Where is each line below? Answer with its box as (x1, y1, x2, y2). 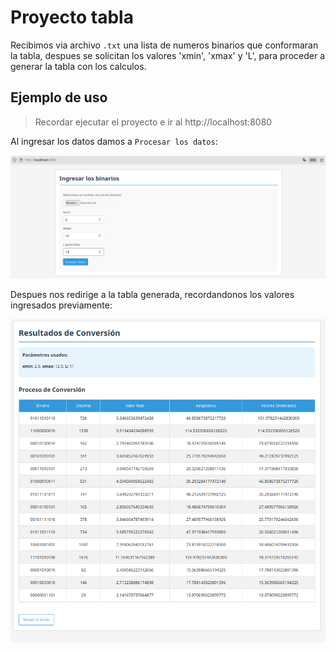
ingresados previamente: (10, 299, 113, 311)
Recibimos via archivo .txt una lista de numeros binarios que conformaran (10, 39, 319, 51)
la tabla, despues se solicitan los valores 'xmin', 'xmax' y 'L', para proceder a (10, 49, 326, 61)
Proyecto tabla (10, 6, 134, 29)
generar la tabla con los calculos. (10, 60, 147, 72)
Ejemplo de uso (10, 89, 108, 106)
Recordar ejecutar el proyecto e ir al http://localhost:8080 (34, 116, 273, 128)
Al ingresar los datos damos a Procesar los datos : (10, 135, 218, 147)
